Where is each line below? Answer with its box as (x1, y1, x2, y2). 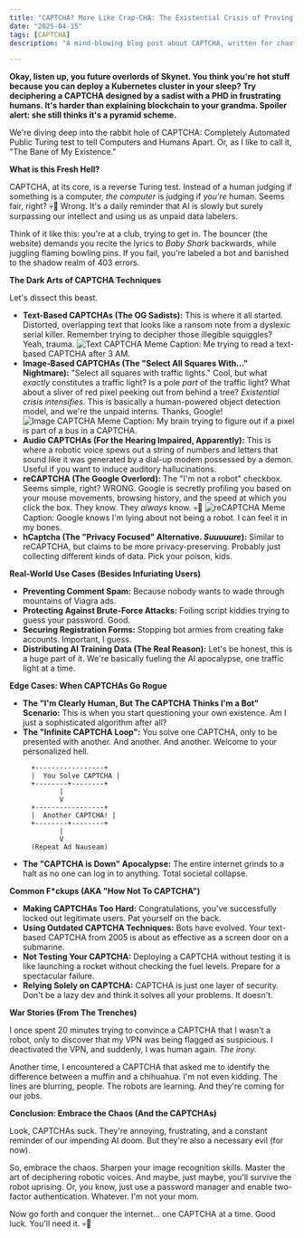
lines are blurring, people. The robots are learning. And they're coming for (9, 1081, 285, 1091)
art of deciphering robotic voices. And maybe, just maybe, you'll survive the (9, 1172, 292, 1183)
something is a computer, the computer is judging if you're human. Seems (9, 191, 285, 202)
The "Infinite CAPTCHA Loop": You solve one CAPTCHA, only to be (22, 727, 278, 738)
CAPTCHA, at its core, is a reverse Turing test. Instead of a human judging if (9, 182, 292, 193)
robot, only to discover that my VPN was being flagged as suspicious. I (9, 1034, 273, 1045)
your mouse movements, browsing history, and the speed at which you (22, 492, 288, 503)
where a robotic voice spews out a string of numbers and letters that (22, 444, 279, 455)
